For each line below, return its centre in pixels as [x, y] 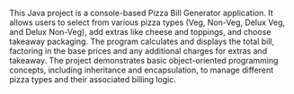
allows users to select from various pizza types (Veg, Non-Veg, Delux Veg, [147, 22]
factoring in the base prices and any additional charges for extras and [138, 51]
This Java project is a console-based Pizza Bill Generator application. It [141, 13]
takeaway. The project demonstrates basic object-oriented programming [144, 60]
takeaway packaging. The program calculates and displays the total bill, [142, 41]
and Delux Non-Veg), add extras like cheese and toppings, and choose [140, 32]
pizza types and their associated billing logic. [93, 79]
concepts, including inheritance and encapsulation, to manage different [142, 70]
